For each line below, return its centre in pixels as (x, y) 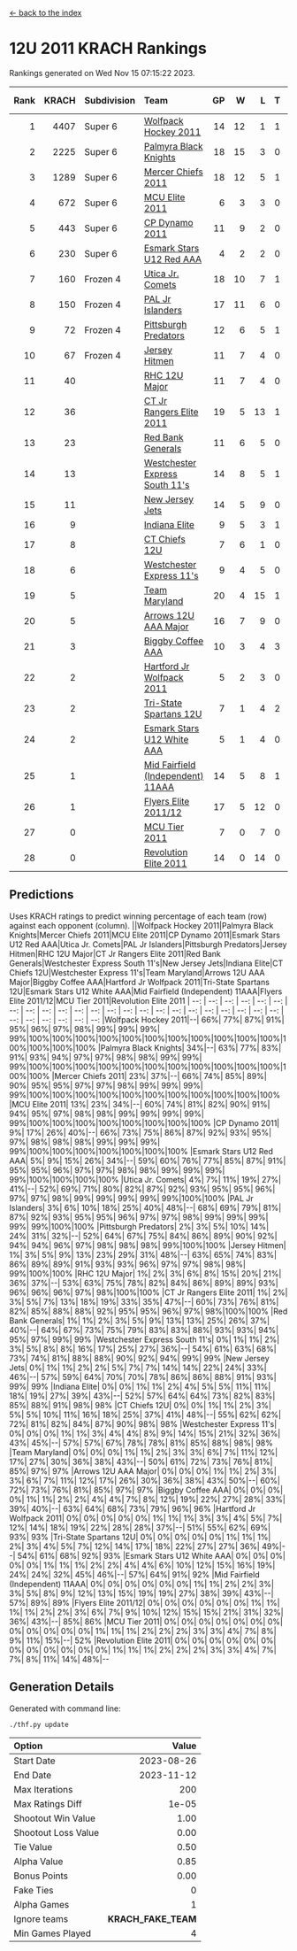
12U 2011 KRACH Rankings (108, 49)
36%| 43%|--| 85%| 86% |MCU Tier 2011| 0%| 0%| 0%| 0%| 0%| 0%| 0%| (146, 1621)
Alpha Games (42, 1904)
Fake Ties (34, 1890)
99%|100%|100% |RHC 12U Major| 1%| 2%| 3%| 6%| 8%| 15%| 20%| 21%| (145, 1273)
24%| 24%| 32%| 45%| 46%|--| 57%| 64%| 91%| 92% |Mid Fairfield (135, 1574)
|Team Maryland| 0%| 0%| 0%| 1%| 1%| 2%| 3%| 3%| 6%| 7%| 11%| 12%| (144, 1452)
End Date (33, 1775)
